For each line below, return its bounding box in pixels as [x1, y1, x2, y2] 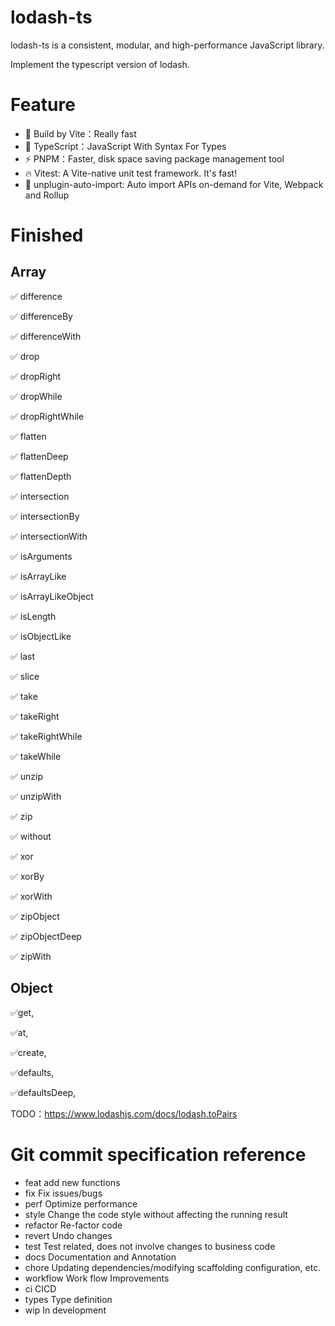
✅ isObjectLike [10, 630, 72, 642]
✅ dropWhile [10, 390, 63, 402]
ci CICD [24, 1282, 57, 1295]
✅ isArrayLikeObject [10, 590, 94, 602]
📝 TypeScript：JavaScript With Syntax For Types [24, 140, 227, 152]
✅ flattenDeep [10, 450, 69, 462]
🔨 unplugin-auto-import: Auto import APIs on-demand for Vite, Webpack [24, 178, 324, 190]
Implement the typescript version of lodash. [10, 58, 190, 70]
